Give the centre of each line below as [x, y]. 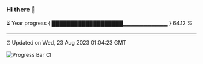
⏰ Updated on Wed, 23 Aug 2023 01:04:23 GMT [66, 43]
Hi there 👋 [21, 10]
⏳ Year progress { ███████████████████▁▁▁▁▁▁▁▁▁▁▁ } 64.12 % [100, 23]
